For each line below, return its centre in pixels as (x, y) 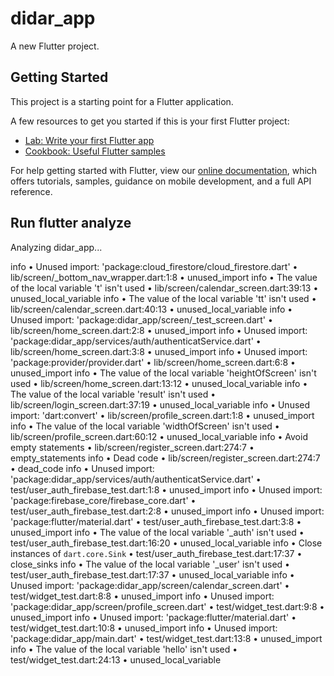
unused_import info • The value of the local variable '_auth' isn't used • (157, 532)
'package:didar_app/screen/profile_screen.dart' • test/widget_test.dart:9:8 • (167, 606)
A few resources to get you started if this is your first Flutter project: (150, 121)
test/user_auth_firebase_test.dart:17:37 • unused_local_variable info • (152, 574)
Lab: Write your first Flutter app (89, 140)
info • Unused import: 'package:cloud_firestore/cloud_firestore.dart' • (154, 266)
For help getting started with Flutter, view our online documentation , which (164, 170)
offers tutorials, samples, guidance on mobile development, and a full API (161, 181)
